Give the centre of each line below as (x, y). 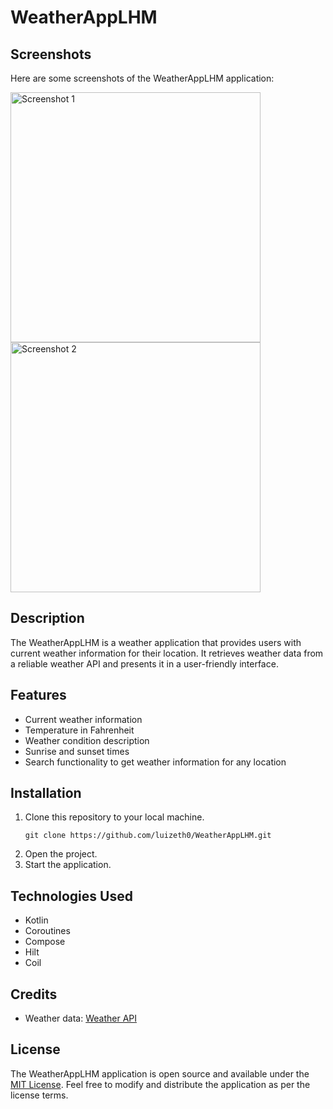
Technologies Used (71, 896)
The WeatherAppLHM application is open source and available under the (160, 1073)
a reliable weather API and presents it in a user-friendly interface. (144, 663)
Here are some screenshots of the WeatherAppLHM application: (142, 78)
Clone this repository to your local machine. (114, 817)
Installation (46, 793)
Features (38, 695)
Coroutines (47, 931)
